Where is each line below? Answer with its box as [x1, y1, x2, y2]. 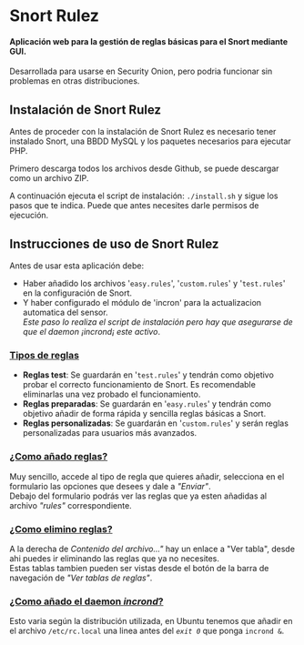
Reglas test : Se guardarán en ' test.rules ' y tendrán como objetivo [22, 369, 275, 380]
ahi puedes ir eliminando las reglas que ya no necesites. [9, 552, 220, 564]
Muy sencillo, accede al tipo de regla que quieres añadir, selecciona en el [9, 470, 285, 482]
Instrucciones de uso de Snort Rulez [9, 236, 219, 251]
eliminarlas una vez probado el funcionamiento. [22, 388, 201, 400]
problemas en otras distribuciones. [9, 76, 140, 86]
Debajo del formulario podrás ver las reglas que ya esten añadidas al [9, 490, 267, 501]
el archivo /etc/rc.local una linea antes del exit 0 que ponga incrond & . [9, 625, 285, 637]
